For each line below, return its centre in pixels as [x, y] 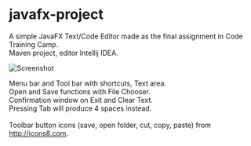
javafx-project [56, 15]
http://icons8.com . [39, 133]
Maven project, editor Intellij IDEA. [64, 53]
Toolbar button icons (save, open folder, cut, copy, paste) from [110, 125]
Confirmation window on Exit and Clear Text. [81, 100]
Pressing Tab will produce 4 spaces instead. [80, 108]
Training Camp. [34, 44]
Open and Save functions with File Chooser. [80, 91]
